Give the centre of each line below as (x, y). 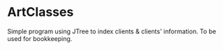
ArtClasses (41, 12)
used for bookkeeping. (40, 38)
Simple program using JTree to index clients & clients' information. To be (112, 31)
